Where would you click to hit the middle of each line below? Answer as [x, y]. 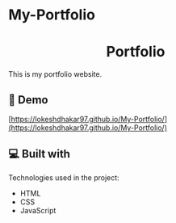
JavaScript [38, 210]
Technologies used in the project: [64, 177]
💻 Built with [40, 154]
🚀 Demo [28, 100]
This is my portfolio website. [55, 74]
